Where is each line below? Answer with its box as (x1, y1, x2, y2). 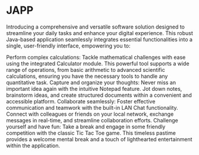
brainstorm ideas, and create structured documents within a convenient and (6, 91, 192, 99)
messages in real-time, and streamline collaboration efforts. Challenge (6, 116, 178, 124)
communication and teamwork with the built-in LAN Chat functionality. (6, 104, 178, 111)
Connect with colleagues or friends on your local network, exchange (6, 110, 174, 118)
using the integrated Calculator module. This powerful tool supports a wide (6, 60, 189, 67)
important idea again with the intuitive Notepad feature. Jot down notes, (6, 85, 182, 92)
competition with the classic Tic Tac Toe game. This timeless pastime (6, 129, 176, 137)
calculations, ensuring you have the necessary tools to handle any (6, 72, 168, 80)
